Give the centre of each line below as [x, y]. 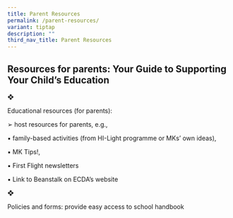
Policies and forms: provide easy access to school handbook [96, 207]
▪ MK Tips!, [24, 151]
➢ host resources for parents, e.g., [58, 124]
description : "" [31, 34]
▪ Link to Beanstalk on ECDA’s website [63, 179]
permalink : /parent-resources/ [53, 21]
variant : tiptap [31, 27]
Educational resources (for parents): [60, 110]
